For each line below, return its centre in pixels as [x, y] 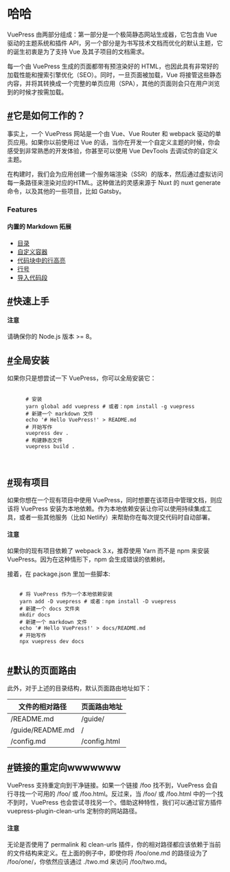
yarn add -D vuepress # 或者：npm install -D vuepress [98, 602]
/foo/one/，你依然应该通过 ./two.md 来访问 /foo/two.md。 [89, 862]
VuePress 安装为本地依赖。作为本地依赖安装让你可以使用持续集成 [113, 508]
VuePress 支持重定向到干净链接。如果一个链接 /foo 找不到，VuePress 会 [110, 785]
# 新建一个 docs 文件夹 [50, 609]
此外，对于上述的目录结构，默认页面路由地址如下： [79, 689]
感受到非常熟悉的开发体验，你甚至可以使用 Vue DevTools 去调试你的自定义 [113, 150]
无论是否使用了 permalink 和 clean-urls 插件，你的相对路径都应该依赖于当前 [114, 845]
